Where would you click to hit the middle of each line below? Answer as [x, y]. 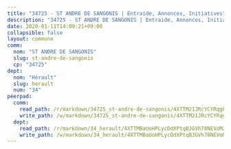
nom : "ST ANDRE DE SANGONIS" [55, 52]
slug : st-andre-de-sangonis [54, 58]
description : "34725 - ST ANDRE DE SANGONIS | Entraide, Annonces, [106, 20]
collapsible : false [35, 33]
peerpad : [20, 97]
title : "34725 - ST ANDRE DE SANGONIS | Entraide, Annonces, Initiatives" [117, 13]
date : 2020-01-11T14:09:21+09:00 [55, 26]
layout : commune [30, 39]
